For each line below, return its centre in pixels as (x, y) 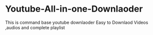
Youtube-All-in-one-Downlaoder (74, 9)
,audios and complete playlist (35, 27)
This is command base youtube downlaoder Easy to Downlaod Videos (77, 22)
